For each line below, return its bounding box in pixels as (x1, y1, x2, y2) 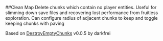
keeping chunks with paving (5, 20, 65, 26)
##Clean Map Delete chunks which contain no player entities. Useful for (5, 5, 157, 10)
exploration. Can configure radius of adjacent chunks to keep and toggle (5, 15, 158, 21)
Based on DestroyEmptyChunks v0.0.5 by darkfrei (5, 30, 111, 36)
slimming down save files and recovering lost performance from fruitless (5, 10, 158, 16)
